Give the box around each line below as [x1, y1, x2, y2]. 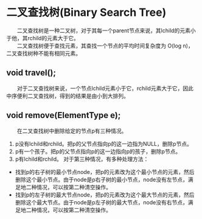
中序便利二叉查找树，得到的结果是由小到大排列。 [6, 92, 129, 99]
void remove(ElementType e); [6, 110, 121, 120]
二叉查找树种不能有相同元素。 [6, 49, 81, 57]
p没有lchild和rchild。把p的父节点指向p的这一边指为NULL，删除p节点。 [15, 140, 193, 147]
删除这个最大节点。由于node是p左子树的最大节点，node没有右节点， [15, 198, 189, 206]
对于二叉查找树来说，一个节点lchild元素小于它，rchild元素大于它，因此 [17, 85, 193, 92]
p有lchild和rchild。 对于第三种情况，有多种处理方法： [15, 155, 149, 162]
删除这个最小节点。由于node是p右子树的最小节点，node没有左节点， [15, 176, 189, 183]
